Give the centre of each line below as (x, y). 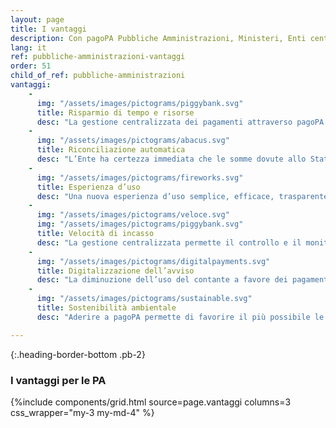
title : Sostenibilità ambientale (106, 308)
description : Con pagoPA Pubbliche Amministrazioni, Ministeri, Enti (158, 38)
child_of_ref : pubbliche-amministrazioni (98, 76)
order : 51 (31, 66)
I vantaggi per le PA (58, 380)
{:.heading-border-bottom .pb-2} (78, 354)
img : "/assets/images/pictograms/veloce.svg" (133, 215)
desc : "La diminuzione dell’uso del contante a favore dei (162, 280)
